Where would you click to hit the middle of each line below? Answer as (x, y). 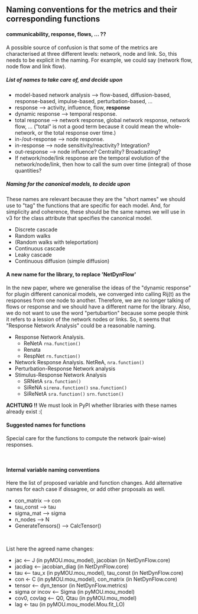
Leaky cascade (33, 254)
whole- (173, 126)
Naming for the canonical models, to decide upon (68, 184)
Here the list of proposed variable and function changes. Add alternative (94, 483)
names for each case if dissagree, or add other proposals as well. (86, 489)
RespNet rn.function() (52, 356)
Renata (32, 349)
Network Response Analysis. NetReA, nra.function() (79, 362)
